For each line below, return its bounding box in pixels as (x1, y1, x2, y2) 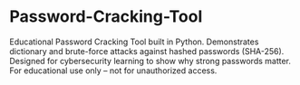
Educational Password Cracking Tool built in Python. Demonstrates (9, 36, 259, 47)
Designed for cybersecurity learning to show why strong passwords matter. (9, 55, 292, 66)
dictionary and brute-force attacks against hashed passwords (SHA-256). (9, 45, 285, 56)
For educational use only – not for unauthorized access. (9, 65, 218, 76)
